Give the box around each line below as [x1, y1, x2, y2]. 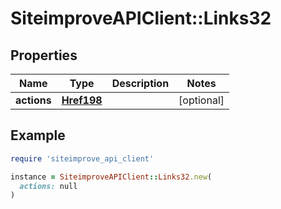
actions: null [19, 181, 78, 191]
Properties [10, 47, 78, 64]
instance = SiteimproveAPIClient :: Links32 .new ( [10, 172, 213, 182]
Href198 [61, 93, 103, 107]
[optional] [178, 93, 225, 107]
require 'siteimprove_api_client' [10, 153, 155, 164]
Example [10, 127, 66, 144]
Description [111, 77, 170, 90]
